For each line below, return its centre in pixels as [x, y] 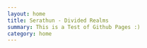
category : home [30, 34]
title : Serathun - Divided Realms [58, 20]
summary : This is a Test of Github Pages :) [74, 27]
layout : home [27, 14]
